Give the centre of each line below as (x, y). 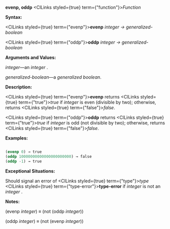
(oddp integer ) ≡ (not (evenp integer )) (44, 221)
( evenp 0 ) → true (24, 152)
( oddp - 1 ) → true (24, 161)
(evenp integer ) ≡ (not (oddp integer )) (44, 211)
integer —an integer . (27, 67)
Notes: (13, 201)
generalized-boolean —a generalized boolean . (53, 77)
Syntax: (14, 17)
